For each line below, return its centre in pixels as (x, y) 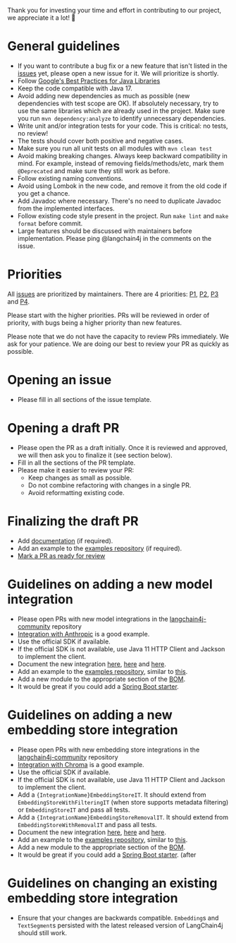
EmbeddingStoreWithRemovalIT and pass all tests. (87, 824)
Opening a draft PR (63, 428)
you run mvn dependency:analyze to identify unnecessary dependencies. (122, 118)
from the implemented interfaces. (66, 208)
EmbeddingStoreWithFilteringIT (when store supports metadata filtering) (123, 802)
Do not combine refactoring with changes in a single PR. (110, 485)
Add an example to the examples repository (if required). (100, 548)
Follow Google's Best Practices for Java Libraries (89, 81)
